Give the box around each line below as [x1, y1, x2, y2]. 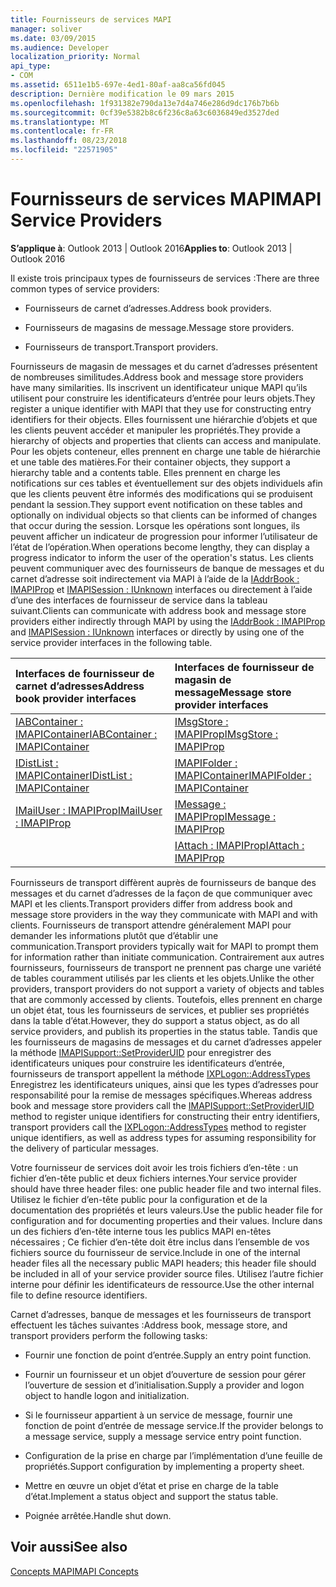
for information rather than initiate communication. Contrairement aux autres [10, 951, 325, 963]
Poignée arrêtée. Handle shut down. [24, 1509, 172, 1521]
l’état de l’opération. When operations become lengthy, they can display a [10, 541, 310, 553]
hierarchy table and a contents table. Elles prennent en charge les [10, 466, 281, 478]
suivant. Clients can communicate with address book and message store [10, 604, 307, 616]
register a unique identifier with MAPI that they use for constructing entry [10, 402, 312, 415]
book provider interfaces [15, 691, 137, 705]
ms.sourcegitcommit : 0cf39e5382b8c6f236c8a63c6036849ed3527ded [10, 107, 280, 118]
